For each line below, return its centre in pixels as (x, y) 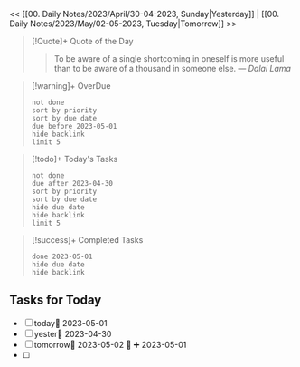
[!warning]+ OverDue (71, 86)
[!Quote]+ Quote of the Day (82, 41)
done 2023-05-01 (62, 256)
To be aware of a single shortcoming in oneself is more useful (169, 58)
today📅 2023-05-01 (70, 323)
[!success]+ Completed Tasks (87, 240)
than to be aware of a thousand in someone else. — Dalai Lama (173, 68)
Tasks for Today (56, 300)
